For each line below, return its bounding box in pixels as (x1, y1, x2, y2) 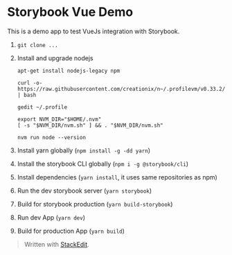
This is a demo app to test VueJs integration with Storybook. (7, 27, 180, 35)
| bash (17, 91, 37, 98)
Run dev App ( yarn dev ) (17, 213, 85, 222)
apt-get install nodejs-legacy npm (17, 67, 121, 74)
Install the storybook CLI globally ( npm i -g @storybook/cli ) (17, 159, 189, 168)
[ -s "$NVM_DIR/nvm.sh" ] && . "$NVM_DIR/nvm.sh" (17, 122, 164, 129)
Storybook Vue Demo (7, 4, 134, 20)
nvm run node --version (17, 134, 87, 141)
